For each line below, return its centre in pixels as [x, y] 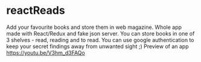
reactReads [36, 11]
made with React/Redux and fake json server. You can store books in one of [101, 33]
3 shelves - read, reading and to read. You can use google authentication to [100, 40]
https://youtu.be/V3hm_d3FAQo [46, 52]
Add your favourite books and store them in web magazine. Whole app [94, 27]
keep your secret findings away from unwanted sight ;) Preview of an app [97, 46]
